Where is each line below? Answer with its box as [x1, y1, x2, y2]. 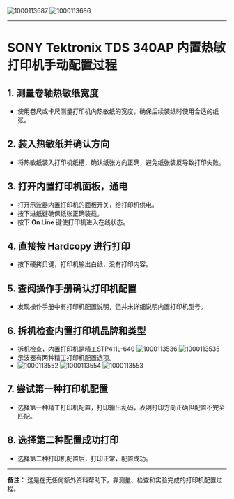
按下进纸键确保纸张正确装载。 [17, 209, 103, 217]
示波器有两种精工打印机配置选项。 [17, 354, 116, 362]
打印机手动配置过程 [7, 57, 118, 73]
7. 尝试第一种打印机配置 [7, 383, 108, 395]
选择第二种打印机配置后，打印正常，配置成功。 [17, 454, 152, 463]
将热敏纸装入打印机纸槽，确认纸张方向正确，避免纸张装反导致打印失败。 [17, 158, 225, 166]
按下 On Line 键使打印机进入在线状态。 [17, 217, 130, 226]
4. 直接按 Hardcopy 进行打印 [7, 240, 130, 252]
